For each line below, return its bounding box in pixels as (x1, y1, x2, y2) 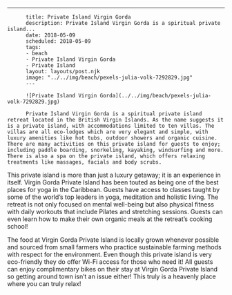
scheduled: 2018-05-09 (25, 38, 91, 45)
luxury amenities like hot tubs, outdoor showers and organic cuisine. (7, 135, 217, 142)
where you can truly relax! (7, 280, 81, 287)
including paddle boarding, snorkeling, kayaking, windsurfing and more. (7, 146, 224, 153)
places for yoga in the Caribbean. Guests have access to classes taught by (7, 186, 220, 193)
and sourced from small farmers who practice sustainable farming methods (7, 243, 222, 251)
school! (7, 222, 28, 230)
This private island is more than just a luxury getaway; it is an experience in (7, 171, 221, 179)
